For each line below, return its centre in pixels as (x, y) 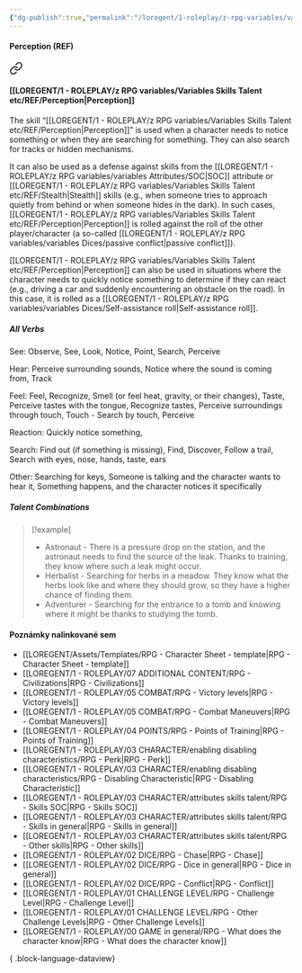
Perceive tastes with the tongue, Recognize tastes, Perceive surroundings (146, 405)
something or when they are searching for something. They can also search (150, 139)
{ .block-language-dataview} (62, 959)
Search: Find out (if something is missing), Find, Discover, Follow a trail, (142, 450)
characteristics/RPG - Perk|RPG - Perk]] (96, 760)
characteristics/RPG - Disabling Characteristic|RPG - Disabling (138, 779)
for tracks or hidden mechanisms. (72, 149)
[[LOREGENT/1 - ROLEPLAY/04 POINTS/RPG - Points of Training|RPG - (153, 731)
